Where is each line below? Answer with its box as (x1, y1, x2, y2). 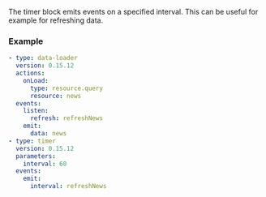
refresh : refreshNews (29, 114, 104, 122)
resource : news (29, 92, 82, 100)
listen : (23, 107, 49, 115)
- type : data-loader (8, 54, 79, 62)
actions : (15, 69, 45, 78)
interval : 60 (23, 160, 67, 168)
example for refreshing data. (8, 15, 104, 25)
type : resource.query (29, 84, 104, 92)
